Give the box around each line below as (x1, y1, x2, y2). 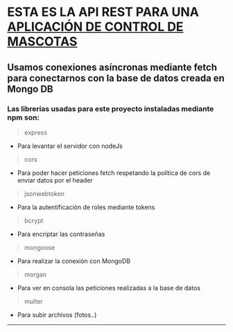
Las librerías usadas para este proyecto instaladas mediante (7, 103, 214, 113)
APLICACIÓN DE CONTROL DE (7, 19, 184, 35)
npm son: (7, 113, 40, 122)
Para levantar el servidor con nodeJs (17, 142, 123, 150)
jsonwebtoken (24, 189, 64, 198)
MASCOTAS (7, 34, 78, 49)
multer (24, 297, 43, 306)
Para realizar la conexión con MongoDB (17, 256, 130, 265)
